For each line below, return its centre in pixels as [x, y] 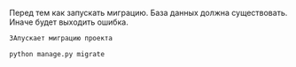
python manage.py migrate [57, 54]
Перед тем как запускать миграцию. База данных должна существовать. [148, 13]
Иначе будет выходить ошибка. [69, 22]
